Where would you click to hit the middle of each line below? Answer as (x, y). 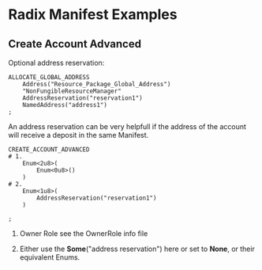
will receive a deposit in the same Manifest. (79, 135)
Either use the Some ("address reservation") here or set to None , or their (137, 249)
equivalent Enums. (50, 257)
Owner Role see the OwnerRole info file (84, 234)
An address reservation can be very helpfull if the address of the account (127, 127)
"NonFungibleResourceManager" (72, 91)
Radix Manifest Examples (93, 15)
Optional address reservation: (56, 63)
